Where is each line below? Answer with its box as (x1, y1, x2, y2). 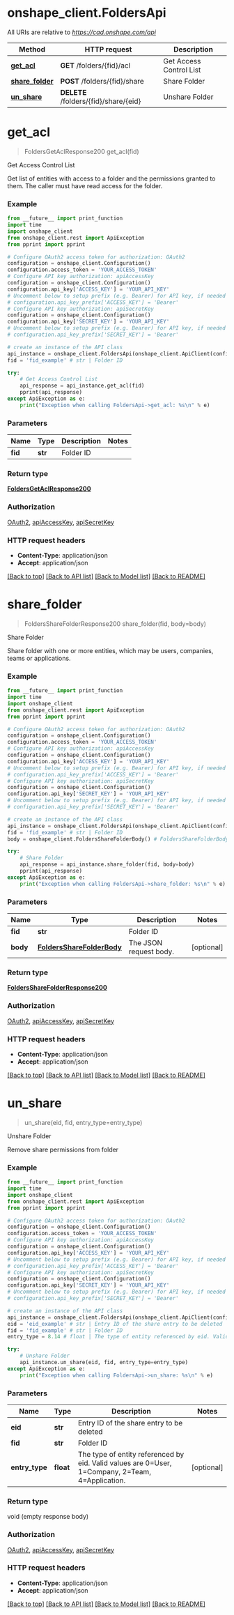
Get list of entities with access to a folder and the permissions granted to (7, 174, 216, 183)
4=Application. (77, 1476, 126, 1485)
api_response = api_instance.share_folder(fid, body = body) (19, 861, 195, 868)
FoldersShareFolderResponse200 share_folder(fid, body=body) (24, 619, 207, 628)
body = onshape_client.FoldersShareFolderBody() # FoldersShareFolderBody (7, 835, 229, 843)
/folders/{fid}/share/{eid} (60, 96, 141, 106)
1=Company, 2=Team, (77, 1467, 152, 1476)
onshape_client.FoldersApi (7, 5, 166, 21)
